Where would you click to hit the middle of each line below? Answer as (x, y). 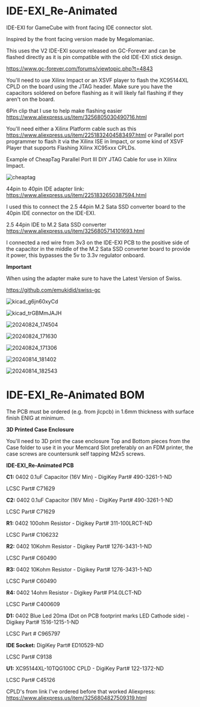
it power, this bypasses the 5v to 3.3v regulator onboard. (76, 255)
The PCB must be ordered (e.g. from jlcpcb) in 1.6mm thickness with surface (100, 411)
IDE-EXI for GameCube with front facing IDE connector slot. (79, 27)
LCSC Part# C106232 (32, 534)
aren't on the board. (31, 99)
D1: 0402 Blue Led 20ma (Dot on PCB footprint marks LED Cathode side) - (98, 616)
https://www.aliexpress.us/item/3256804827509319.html (77, 697)
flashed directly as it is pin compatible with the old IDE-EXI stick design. (94, 57)
